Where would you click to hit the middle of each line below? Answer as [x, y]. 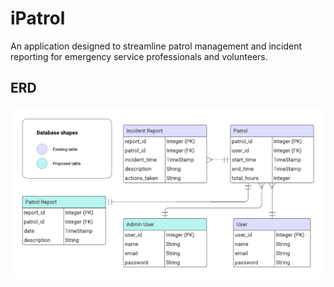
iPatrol [38, 18]
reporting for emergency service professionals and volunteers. [139, 56]
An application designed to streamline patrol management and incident [156, 46]
